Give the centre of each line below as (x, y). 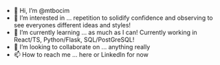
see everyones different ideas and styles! (72, 25)
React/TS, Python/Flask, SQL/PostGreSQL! (74, 40)
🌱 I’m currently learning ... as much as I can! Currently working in (105, 32)
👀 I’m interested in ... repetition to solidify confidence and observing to (113, 18)
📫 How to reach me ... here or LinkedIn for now (81, 54)
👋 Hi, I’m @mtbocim (42, 11)
